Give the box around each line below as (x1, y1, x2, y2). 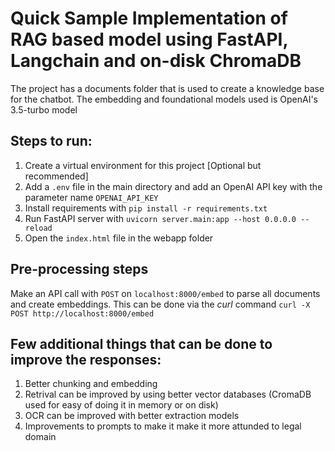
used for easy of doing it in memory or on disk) (24, 399, 219, 411)
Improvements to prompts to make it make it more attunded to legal (24, 420, 302, 432)
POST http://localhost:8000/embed (10, 308, 155, 319)
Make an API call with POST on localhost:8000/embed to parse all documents (10, 287, 321, 299)
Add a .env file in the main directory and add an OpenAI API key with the (24, 180, 323, 192)
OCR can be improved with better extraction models (24, 410, 240, 422)
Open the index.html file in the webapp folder (24, 232, 214, 244)
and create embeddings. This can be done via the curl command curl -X (10, 298, 311, 310)
